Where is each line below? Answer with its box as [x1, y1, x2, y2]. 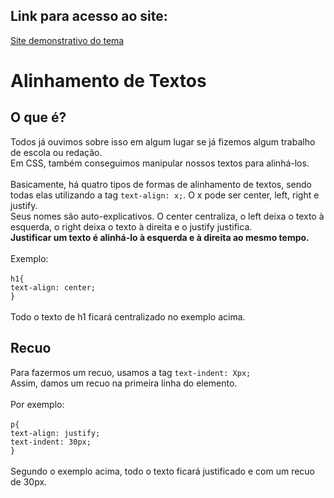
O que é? [10, 109, 67, 126]
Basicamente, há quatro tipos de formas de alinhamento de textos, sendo [10, 178, 312, 190]
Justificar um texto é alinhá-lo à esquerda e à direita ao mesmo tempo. [10, 231, 310, 243]
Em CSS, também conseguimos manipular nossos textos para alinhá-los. [10, 157, 310, 169]
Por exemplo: [10, 398, 65, 410]
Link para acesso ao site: [10, 8, 168, 25]
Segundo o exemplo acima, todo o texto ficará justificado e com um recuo [10, 465, 315, 477]
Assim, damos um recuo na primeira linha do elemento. [10, 377, 238, 389]
